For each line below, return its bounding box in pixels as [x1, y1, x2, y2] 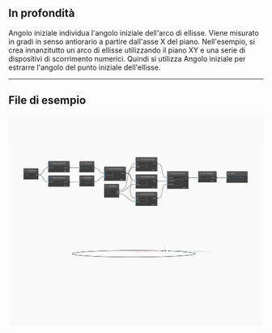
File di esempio [8, 93, 87, 108]
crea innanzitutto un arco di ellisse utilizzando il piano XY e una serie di [8, 45, 245, 55]
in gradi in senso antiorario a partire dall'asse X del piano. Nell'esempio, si [8, 36, 255, 46]
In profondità [8, 6, 75, 20]
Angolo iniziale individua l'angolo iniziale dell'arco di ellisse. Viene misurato [8, 28, 259, 37]
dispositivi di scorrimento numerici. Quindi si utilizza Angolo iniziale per [8, 53, 246, 63]
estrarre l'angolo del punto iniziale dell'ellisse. [8, 62, 161, 72]
